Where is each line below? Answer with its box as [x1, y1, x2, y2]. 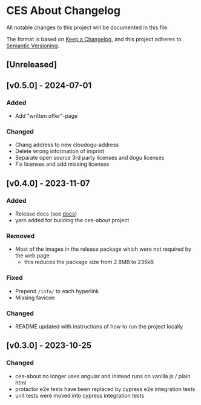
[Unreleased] [6, 60, 58, 70]
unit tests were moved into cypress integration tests [15, 392, 145, 399]
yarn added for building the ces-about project [15, 217, 130, 223]
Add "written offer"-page [15, 112, 78, 120]
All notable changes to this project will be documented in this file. [6, 24, 170, 31]
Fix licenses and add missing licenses [15, 160, 110, 168]
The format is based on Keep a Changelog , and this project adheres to [6, 35, 182, 43]
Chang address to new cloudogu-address [15, 141, 119, 149]
